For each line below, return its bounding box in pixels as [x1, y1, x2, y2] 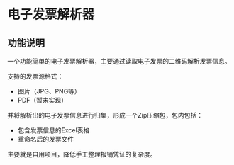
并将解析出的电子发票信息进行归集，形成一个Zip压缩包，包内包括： [7, 111, 204, 119]
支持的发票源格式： [7, 72, 64, 80]
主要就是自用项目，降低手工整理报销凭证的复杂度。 [7, 150, 157, 158]
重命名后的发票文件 [17, 135, 74, 143]
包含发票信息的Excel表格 [17, 126, 90, 135]
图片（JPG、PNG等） [17, 87, 82, 96]
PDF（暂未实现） [17, 96, 68, 104]
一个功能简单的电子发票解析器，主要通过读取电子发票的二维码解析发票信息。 [7, 57, 231, 65]
